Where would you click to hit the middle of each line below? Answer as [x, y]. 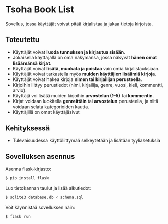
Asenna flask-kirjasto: [28, 169]
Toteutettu [22, 40]
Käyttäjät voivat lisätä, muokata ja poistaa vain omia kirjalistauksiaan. [86, 68]
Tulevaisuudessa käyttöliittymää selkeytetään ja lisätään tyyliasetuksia [87, 140]
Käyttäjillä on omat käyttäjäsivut [46, 112]
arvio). [19, 90]
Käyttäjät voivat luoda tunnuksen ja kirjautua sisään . [69, 52]
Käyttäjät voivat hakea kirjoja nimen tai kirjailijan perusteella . [77, 79]
